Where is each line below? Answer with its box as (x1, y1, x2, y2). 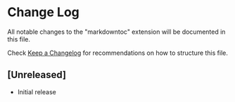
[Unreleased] (7, 69, 67, 81)
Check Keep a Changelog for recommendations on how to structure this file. (7, 49, 229, 57)
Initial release (17, 87, 56, 96)
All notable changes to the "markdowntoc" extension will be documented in (7, 27, 226, 36)
